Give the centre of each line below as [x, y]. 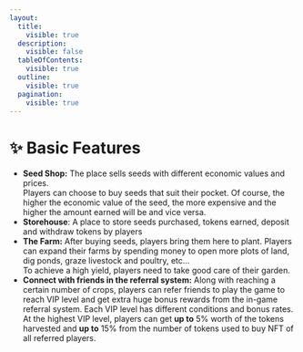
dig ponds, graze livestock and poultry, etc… [106, 261]
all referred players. [59, 338]
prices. [35, 183]
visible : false [55, 52]
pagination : [40, 94]
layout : [24, 18]
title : [30, 26]
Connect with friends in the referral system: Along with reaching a [149, 280]
